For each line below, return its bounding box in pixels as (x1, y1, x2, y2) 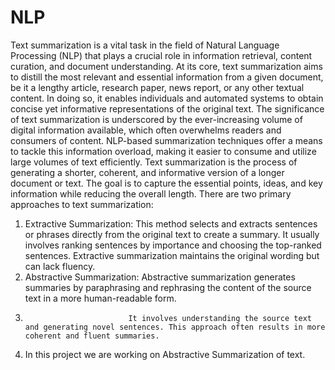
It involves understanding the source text (128, 313, 312, 323)
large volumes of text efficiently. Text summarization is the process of (10, 156, 298, 168)
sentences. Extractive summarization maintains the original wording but (24, 249, 320, 261)
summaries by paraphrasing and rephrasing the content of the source (24, 281, 312, 293)
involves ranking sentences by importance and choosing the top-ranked (24, 239, 322, 251)
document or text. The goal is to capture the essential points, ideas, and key (10, 177, 323, 189)
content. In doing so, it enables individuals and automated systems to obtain (10, 92, 324, 104)
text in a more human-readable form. (24, 292, 177, 304)
